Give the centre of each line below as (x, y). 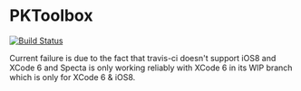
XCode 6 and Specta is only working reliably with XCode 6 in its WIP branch (151, 68)
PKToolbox (51, 16)
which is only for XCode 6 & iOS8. (73, 77)
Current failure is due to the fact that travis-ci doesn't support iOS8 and (143, 58)
